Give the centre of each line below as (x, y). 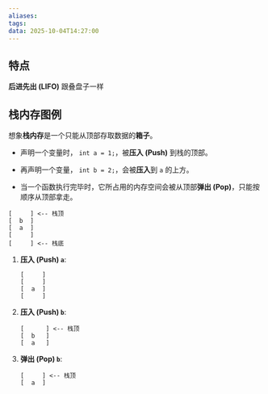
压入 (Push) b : (43, 312)
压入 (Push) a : (43, 260)
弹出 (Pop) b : (41, 359)
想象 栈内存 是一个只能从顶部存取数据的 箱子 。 (83, 135)
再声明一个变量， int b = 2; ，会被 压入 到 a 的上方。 (107, 170)
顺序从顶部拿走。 (48, 197)
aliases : (23, 16)
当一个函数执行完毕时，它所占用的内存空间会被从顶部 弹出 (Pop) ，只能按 (140, 187)
